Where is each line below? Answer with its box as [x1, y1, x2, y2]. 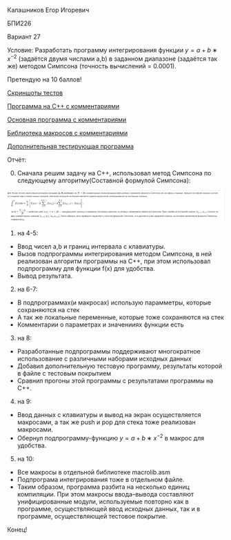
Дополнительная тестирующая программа [7, 142, 134, 151]
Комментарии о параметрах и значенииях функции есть [17, 320, 184, 329]
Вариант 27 [7, 32, 41, 41]
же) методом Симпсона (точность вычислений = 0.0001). [7, 61, 177, 70]
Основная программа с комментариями [7, 115, 127, 124]
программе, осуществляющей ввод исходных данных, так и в [17, 504, 201, 513]
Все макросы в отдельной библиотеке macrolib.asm [17, 467, 171, 476]
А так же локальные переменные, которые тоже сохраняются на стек [17, 314, 224, 322]
